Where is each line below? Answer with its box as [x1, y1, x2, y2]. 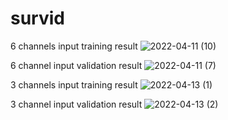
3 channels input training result [10, 78, 138, 91]
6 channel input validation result [10, 59, 143, 71]
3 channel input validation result [10, 98, 143, 110]
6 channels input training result [10, 40, 138, 52]
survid [10, 7, 65, 30]
